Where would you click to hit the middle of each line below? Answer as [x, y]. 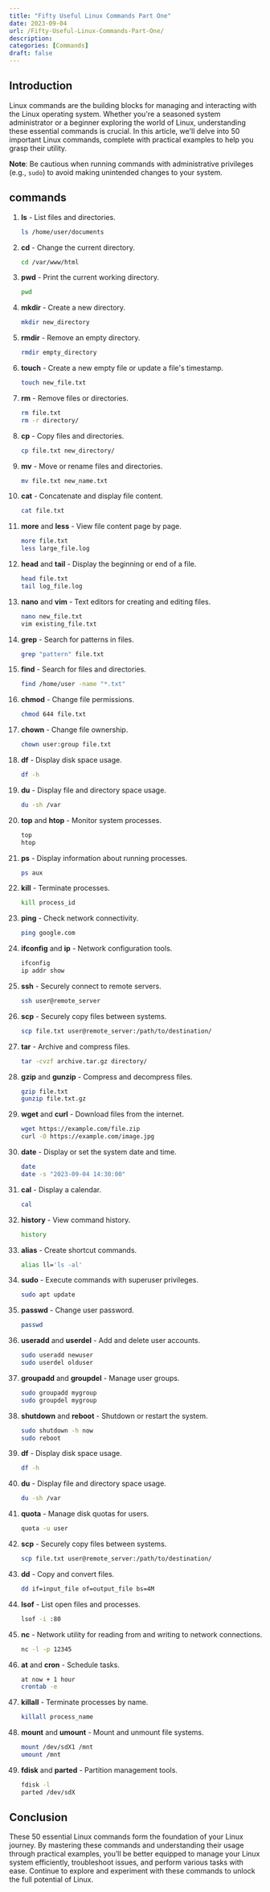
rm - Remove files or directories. [75, 398]
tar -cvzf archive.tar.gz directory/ [84, 1061]
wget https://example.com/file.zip [80, 1129]
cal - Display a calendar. [61, 1189]
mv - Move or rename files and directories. [92, 466]
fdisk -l [35, 1785]
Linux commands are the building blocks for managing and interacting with [133, 105]
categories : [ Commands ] [49, 46]
